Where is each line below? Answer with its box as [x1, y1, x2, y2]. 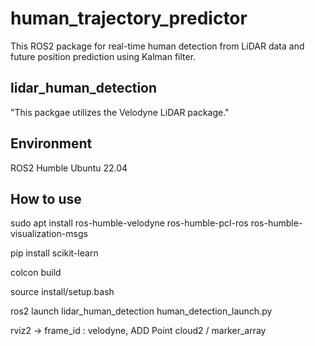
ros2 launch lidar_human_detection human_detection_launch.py [10, 305, 273, 317]
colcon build [10, 267, 62, 279]
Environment [10, 135, 93, 152]
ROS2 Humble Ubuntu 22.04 [10, 162, 128, 174]
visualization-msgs [10, 228, 88, 240]
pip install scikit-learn [10, 247, 99, 259]
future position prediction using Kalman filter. [10, 50, 197, 62]
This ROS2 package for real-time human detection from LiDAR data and [10, 40, 305, 52]
